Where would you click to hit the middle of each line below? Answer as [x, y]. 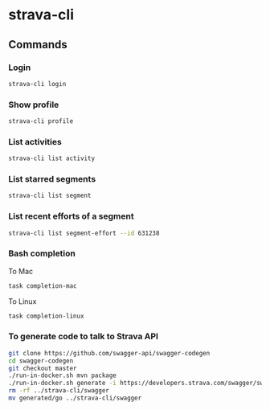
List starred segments [52, 179]
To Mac [21, 271]
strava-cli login [37, 84]
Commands [38, 45]
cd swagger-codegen [41, 361]
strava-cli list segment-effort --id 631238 [84, 233]
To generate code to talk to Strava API [84, 337]
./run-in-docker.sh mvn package [62, 375]
